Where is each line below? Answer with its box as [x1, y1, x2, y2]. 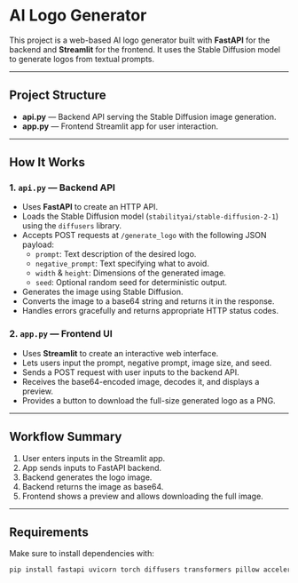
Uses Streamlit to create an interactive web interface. [21, 347, 219, 358]
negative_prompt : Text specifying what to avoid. [35, 259, 210, 269]
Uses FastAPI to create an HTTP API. [21, 202, 158, 212]
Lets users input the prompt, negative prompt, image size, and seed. [21, 357, 272, 368]
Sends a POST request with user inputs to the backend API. [21, 366, 239, 378]
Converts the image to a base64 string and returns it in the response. [21, 296, 275, 307]
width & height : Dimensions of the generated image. [35, 268, 226, 278]
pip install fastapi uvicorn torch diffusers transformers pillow [9, 565, 260, 574]
